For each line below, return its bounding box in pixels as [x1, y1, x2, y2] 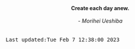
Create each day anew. [71, 5, 130, 11]
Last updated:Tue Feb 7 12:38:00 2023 [5, 36, 120, 43]
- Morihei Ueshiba [77, 17, 123, 24]
